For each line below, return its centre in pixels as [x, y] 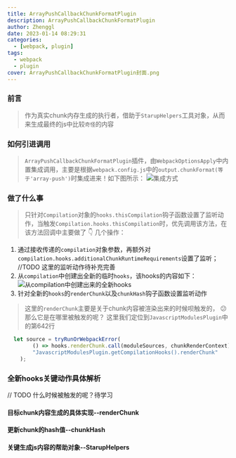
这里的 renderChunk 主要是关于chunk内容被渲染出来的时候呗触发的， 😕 [125, 308]
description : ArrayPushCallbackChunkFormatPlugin [81, 20]
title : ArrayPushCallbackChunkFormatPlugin [72, 14]
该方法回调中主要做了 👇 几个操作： [75, 232]
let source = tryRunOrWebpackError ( [67, 339]
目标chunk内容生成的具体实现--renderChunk [73, 412]
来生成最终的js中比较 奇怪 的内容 [69, 124]
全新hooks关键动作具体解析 [54, 379]
